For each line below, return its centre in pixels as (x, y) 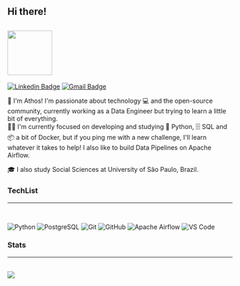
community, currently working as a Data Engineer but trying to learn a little (117, 111)
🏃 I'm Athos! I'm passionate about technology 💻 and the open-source (110, 101)
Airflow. (19, 155)
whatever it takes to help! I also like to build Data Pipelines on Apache (110, 148)
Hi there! (27, 12)
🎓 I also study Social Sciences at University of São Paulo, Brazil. (103, 170)
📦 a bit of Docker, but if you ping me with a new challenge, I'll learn (107, 138)
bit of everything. (33, 119)
